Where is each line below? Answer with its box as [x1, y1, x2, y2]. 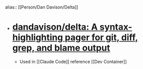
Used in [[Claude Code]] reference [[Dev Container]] [19, 59, 127, 65]
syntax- [99, 22, 132, 33]
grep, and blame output [12, 42, 110, 54]
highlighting [12, 32, 63, 43]
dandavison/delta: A [12, 22, 98, 33]
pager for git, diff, [65, 32, 138, 43]
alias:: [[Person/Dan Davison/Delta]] [5, 4, 78, 10]
